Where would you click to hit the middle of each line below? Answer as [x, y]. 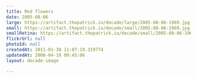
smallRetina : [22, 33]
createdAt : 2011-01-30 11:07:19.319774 [55, 50]
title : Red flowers [30, 11]
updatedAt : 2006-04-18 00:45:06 [45, 55]
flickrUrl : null [26, 39]
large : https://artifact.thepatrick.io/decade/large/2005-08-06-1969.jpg [98, 22]
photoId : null [23, 45]
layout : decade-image [33, 60]
